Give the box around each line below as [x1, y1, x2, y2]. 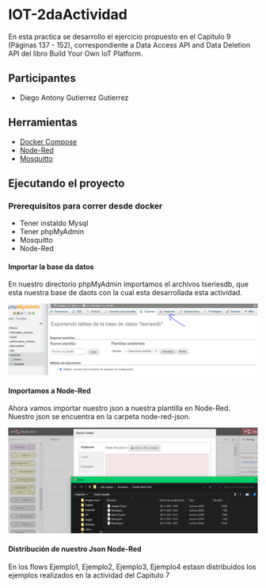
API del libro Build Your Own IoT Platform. [8, 48, 143, 58]
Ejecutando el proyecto [8, 176, 125, 190]
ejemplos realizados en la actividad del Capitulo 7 [8, 570, 170, 580]
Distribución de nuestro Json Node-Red [8, 544, 142, 554]
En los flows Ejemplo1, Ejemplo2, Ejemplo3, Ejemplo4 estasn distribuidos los [8, 562, 256, 571]
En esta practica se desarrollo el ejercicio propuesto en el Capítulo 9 [8, 32, 231, 41]
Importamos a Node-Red [8, 386, 91, 395]
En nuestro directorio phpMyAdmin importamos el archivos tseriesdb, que [8, 279, 249, 289]
